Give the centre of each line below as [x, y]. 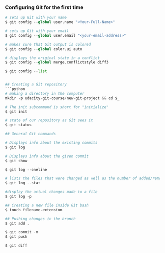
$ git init [16, 112]
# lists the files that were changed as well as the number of [71, 178]
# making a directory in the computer [45, 93]
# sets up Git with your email [37, 31]
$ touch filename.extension [34, 210]
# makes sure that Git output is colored [48, 44]
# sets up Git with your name [36, 18]
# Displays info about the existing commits [51, 143]
